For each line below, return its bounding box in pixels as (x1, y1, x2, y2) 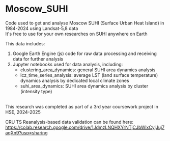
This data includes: (5, 40, 45, 46)
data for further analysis (12, 55, 64, 62)
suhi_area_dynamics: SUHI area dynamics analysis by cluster (20, 82, 149, 89)
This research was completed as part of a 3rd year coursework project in (5, 103, 159, 109)
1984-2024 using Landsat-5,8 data (5, 25, 78, 31)
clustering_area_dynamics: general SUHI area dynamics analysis (20, 67, 156, 73)
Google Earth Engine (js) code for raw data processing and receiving (12, 50, 157, 57)
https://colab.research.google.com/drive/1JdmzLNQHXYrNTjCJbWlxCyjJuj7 (5, 124, 165, 130)
